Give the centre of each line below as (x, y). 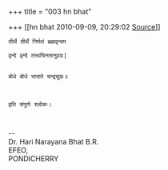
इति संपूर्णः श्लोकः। (30, 105)
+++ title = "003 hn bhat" (50, 12)
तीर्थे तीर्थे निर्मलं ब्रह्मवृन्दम (37, 42)
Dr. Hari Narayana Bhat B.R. (54, 142)
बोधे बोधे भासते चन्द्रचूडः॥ (38, 77)
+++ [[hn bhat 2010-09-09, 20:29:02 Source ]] (84, 27)
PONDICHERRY (34, 158)
